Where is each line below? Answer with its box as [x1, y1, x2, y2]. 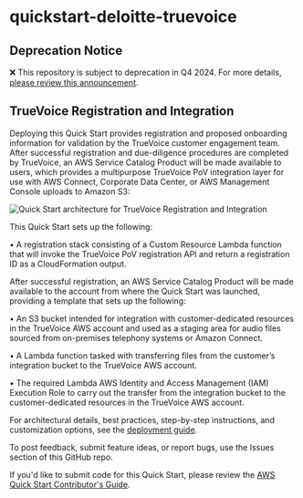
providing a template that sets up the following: [9, 295, 186, 306]
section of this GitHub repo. [9, 451, 114, 462]
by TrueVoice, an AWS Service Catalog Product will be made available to [9, 157, 282, 168]
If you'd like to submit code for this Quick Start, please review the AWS [9, 469, 276, 480]
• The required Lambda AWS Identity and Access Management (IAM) [9, 377, 269, 389]
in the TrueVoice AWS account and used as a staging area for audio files [9, 322, 281, 334]
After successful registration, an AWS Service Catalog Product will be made [9, 275, 294, 286]
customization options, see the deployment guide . [9, 424, 198, 435]
